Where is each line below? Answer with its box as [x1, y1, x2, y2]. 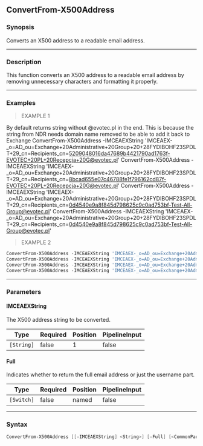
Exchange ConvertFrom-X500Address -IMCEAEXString [6, 137, 144, 144]
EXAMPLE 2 [21, 239, 51, 246]
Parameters [6, 287, 41, 296]
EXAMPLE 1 [21, 112, 50, 120]
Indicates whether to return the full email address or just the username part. [6, 371, 195, 378]
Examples [6, 98, 36, 107]
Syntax [6, 421, 28, 429]
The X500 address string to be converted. [6, 316, 111, 323]
